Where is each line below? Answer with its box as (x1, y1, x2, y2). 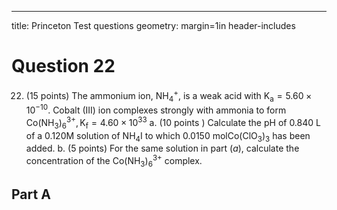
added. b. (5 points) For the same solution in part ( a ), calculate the (25, 142, 300, 155)
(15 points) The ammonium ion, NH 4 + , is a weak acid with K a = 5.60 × (25, 87, 313, 104)
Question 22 (11, 55, 116, 78)
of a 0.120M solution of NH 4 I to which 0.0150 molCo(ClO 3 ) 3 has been (25, 129, 311, 144)
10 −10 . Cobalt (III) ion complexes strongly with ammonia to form (25, 102, 287, 116)
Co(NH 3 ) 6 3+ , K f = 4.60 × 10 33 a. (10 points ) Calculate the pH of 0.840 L (25, 115, 321, 131)
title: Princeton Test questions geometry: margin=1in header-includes (11, 20, 296, 31)
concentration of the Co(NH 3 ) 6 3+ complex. (25, 153, 203, 169)
